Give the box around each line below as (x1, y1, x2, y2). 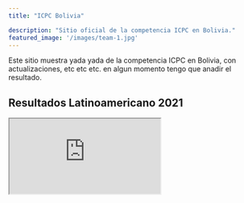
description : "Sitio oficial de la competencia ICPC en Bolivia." (8, 26, 236, 35)
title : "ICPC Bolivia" (8, 11, 85, 20)
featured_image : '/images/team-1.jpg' (8, 34, 139, 42)
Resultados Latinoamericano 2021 (8, 95, 184, 109)
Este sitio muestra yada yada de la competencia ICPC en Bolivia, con (8, 55, 237, 65)
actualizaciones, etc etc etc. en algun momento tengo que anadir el (8, 64, 232, 74)
